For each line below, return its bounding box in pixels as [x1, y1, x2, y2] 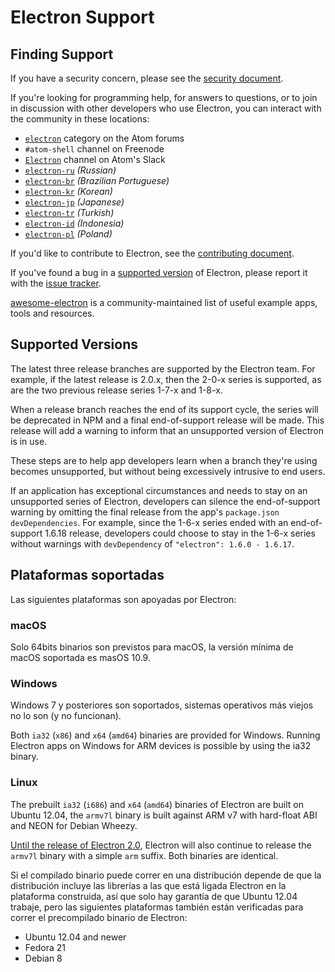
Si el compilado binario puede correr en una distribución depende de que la [10, 869, 322, 881]
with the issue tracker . [10, 277, 102, 289]
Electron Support [10, 6, 155, 29]
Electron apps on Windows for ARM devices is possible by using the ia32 [10, 740, 312, 752]
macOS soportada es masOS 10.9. [10, 651, 151, 663]
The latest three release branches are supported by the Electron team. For [10, 362, 316, 375]
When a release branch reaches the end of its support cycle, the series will [10, 403, 319, 415]
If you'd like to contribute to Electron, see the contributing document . [10, 247, 295, 259]
